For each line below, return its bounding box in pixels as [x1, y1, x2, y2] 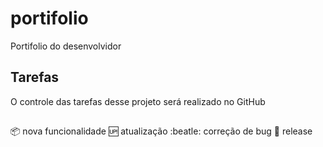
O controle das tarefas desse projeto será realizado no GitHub [10, 95, 266, 107]
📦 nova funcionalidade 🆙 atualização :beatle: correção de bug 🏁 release [10, 125, 313, 137]
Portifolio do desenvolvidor [10, 40, 122, 52]
